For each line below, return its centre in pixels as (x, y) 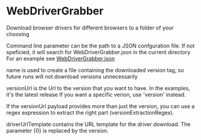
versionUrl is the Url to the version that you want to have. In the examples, (98, 88)
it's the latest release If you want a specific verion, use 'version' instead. (96, 94)
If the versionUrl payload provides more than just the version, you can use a (101, 106)
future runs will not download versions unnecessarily (72, 76)
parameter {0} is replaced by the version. (57, 130)
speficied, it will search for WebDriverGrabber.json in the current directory (98, 52)
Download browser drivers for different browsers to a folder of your (90, 28)
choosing (18, 34)
